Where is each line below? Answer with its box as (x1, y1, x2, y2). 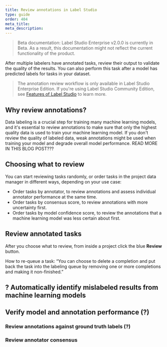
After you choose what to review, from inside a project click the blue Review (5, 243, 162, 249)
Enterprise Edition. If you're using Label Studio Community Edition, (17, 86, 155, 92)
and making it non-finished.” (5, 269, 63, 275)
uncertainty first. (12, 204, 47, 211)
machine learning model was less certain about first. (12, 215, 121, 221)
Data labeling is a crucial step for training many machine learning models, (5, 119, 156, 125)
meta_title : (5, 21, 30, 27)
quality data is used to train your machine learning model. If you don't (5, 129, 148, 135)
